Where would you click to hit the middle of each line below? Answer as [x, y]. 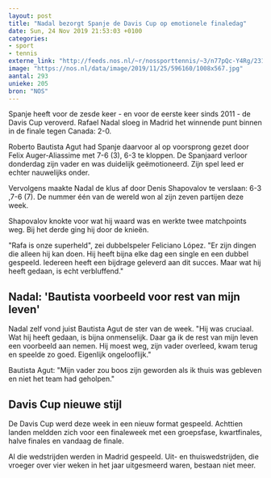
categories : [28, 38]
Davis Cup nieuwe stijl [65, 404]
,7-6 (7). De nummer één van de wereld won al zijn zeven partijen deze [126, 197]
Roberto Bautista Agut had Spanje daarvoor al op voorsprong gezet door [129, 147]
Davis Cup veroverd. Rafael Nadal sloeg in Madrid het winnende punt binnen [135, 123]
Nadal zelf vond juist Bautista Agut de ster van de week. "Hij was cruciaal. [131, 329]
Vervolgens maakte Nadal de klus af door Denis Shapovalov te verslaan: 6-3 [135, 188]
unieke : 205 [28, 83]
